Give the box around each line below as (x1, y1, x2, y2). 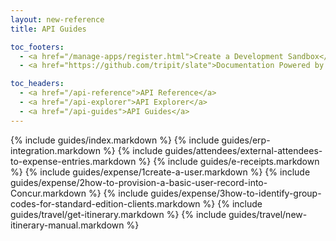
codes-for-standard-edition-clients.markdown (10, 197, 201, 210)
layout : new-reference (10, 14, 105, 25)
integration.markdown (10, 144, 102, 156)
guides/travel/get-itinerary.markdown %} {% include (10, 208, 227, 220)
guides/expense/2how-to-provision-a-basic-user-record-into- (10, 176, 268, 188)
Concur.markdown (10, 187, 87, 199)
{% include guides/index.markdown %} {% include (10, 134, 220, 146)
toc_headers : (10, 79, 65, 89)
